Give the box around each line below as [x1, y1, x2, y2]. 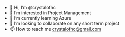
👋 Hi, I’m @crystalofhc [9, 5, 56, 10]
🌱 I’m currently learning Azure [9, 15, 71, 21]
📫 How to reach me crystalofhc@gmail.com [9, 26, 101, 32]
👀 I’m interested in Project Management [9, 10, 91, 16]
